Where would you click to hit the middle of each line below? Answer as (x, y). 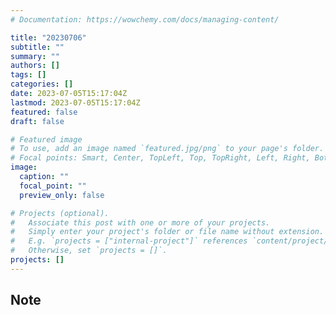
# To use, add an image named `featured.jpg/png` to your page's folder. (167, 149)
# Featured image (46, 139)
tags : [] (28, 75)
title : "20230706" (48, 37)
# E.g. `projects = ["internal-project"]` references (129, 241)
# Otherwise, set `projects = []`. (89, 251)
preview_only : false (62, 195)
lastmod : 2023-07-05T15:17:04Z (75, 102)
